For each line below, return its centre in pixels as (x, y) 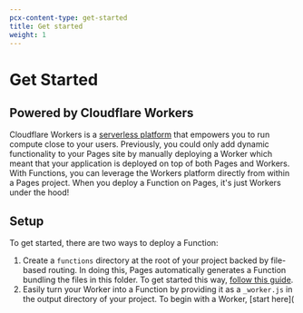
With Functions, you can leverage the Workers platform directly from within (150, 173)
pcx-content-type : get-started (68, 18)
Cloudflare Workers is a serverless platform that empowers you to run (140, 135)
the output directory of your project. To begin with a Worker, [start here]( (158, 299)
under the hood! (39, 192)
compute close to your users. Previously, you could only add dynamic (139, 144)
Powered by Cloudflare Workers (102, 113)
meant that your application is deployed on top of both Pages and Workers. (150, 163)
